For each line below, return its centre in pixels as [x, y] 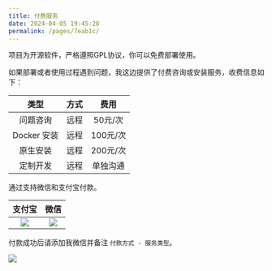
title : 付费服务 [33, 16]
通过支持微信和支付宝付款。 [55, 187]
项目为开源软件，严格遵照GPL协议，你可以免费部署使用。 [104, 55]
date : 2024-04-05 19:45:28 [54, 24]
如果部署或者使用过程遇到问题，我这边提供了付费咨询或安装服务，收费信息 [133, 72]
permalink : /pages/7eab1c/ [54, 31]
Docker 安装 [36, 135]
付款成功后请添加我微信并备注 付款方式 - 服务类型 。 [93, 243]
